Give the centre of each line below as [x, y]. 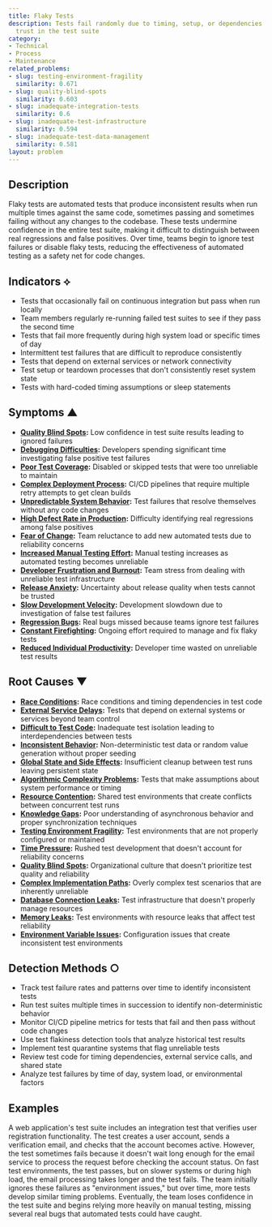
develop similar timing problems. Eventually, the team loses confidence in [131, 1197]
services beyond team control [70, 718]
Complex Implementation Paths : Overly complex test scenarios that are [140, 882]
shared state [41, 1066]
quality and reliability [55, 874]
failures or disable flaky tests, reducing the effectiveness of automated [126, 248]
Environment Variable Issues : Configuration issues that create [125, 934]
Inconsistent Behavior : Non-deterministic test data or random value [134, 744]
